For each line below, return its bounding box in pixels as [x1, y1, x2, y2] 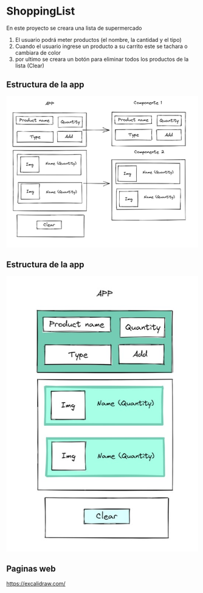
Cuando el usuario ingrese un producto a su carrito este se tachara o [15, 43, 188, 50]
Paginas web [6, 564, 56, 574]
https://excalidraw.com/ [6, 580, 66, 587]
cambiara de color [15, 49, 61, 56]
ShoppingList [6, 4, 75, 18]
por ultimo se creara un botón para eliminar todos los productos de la [15, 55, 189, 63]
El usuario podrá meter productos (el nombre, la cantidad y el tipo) [15, 36, 182, 43]
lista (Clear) [15, 62, 44, 69]
